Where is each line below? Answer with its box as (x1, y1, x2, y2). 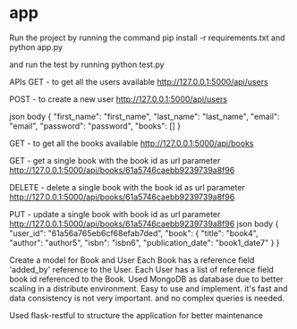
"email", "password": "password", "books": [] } (9, 120, 182, 131)
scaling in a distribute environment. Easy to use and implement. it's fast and (9, 283, 288, 293)
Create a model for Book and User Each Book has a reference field (9, 254, 255, 266)
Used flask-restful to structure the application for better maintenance (9, 309, 264, 320)
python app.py (9, 41, 64, 52)
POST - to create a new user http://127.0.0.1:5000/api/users (9, 93, 228, 105)
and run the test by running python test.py (9, 59, 165, 70)
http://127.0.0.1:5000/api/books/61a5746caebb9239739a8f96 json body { (9, 218, 279, 229)
